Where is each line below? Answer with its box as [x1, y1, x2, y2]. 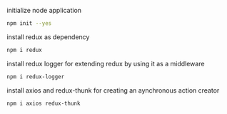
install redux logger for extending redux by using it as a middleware [6, 59, 205, 68]
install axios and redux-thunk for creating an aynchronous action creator [6, 85, 220, 95]
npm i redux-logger [6, 73, 65, 81]
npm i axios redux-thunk [6, 100, 81, 107]
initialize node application [6, 6, 82, 14]
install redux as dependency [6, 32, 90, 41]
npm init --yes [6, 20, 52, 27]
